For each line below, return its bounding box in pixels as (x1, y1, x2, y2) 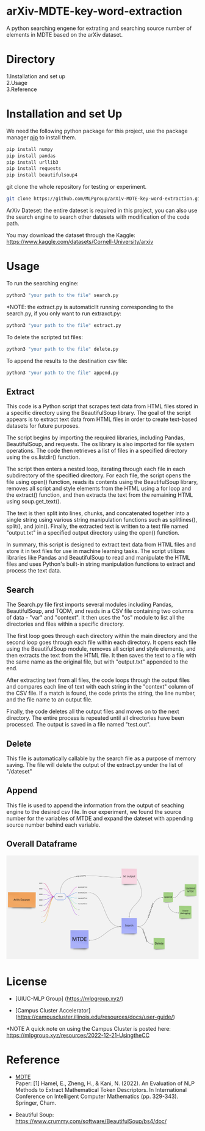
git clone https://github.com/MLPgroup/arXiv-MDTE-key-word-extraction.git (6, 196, 203, 202)
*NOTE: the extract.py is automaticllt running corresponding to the (6, 303, 174, 310)
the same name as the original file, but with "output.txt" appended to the (6, 658, 188, 665)
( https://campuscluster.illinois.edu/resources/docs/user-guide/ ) (15, 1013, 176, 1020)
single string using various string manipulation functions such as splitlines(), (6, 516, 197, 524)
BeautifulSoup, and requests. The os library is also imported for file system (6, 441, 195, 448)
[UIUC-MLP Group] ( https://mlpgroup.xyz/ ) (15, 995, 124, 1002)
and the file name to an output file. (6, 696, 93, 703)
